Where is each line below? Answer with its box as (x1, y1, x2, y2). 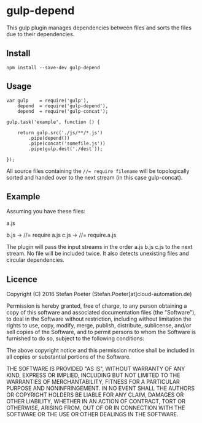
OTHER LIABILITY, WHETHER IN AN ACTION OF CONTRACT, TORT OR (6, 398, 185, 405)
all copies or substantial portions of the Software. (6, 353, 131, 360)
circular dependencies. (6, 256, 64, 264)
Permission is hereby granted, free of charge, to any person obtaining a (6, 302, 187, 310)
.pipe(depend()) (28, 135, 70, 141)
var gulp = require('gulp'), (6, 97, 89, 104)
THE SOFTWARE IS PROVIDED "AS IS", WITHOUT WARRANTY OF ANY (6, 365, 185, 373)
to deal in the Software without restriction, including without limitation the (6, 315, 192, 322)
